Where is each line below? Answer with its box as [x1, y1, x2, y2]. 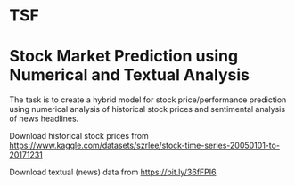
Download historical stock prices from [9, 131, 149, 142]
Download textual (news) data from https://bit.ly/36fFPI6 [9, 166, 217, 178]
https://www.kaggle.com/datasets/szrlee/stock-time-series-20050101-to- [9, 140, 281, 151]
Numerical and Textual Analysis [9, 65, 250, 85]
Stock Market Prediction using [9, 46, 239, 67]
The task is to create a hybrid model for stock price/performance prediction [9, 94, 287, 105]
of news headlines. [9, 113, 79, 125]
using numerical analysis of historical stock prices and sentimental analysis [9, 104, 286, 115]
